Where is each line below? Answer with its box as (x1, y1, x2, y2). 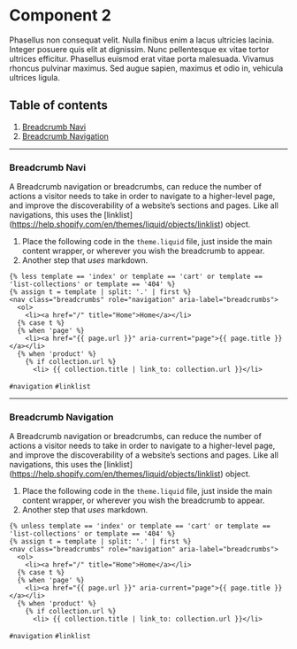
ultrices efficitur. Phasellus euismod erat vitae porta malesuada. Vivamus (9, 53, 274, 64)
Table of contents (9, 98, 108, 113)
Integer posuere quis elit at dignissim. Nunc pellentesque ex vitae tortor (9, 43, 270, 54)
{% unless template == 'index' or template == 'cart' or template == (9, 522, 271, 531)
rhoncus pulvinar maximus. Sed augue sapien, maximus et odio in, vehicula (9, 63, 284, 73)
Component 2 (9, 5, 112, 26)
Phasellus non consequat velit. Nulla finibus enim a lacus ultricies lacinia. (9, 35, 275, 45)
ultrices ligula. (9, 72, 60, 82)
